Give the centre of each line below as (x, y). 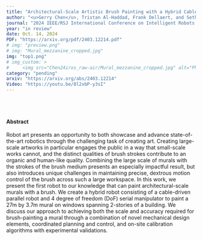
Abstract (17, 121)
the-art (15, 141)
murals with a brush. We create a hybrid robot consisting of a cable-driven (98, 192)
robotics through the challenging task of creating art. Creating (102, 141)
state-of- (182, 135)
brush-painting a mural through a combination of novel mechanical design (98, 218)
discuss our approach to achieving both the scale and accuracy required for (100, 211)
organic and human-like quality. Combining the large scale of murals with (97, 160)
